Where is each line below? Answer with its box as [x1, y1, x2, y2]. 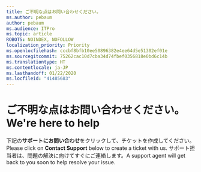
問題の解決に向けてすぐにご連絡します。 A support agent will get [26, 152, 186, 159]
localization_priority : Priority [6, 43, 90, 49]
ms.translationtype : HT [6, 59, 66, 65]
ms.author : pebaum [6, 14, 52, 20]
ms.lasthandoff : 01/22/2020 [6, 70, 77, 76]
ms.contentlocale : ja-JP [6, 64, 68, 71]
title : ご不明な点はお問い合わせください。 [6, 8, 101, 15]
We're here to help [6, 116, 100, 130]
